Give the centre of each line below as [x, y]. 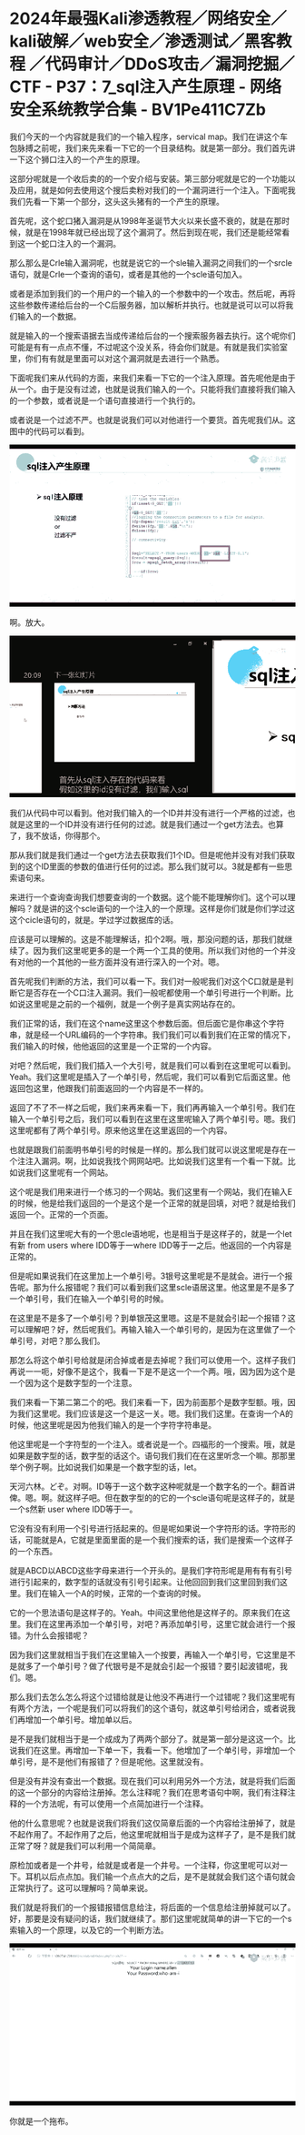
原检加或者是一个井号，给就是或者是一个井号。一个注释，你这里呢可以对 [144, 1866]
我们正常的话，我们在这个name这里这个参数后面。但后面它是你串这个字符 [147, 1024]
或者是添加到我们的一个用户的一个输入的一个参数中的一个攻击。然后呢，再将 [152, 293]
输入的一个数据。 [49, 316]
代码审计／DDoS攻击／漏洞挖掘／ [170, 64]
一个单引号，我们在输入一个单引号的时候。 [89, 1299]
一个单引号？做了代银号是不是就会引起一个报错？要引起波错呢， [160, 1666]
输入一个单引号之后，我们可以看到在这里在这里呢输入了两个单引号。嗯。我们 [152, 1119]
